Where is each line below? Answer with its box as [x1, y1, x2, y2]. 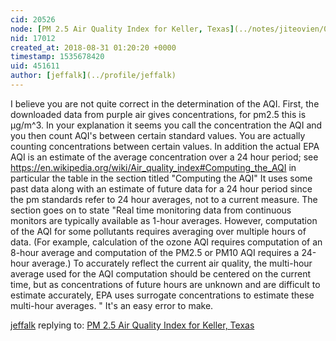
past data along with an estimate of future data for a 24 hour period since [10, 182, 313, 195]
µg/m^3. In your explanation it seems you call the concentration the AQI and [10, 119, 323, 131]
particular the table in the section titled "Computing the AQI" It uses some [10, 172, 313, 184]
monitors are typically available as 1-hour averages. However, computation [10, 214, 318, 226]
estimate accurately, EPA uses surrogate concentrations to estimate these [10, 289, 315, 301]
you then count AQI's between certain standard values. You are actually [10, 129, 306, 141]
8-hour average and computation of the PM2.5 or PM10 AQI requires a [10, 246, 300, 258]
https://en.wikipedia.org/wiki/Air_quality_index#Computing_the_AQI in [10, 161, 297, 173]
